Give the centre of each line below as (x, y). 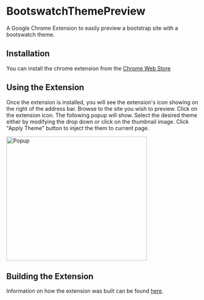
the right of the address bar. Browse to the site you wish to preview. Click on (102, 108)
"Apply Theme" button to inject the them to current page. (78, 128)
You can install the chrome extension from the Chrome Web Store (89, 68)
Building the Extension (50, 276)
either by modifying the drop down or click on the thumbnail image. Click (97, 121)
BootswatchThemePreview (76, 11)
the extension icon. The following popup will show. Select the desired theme (102, 115)
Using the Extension (45, 87)
